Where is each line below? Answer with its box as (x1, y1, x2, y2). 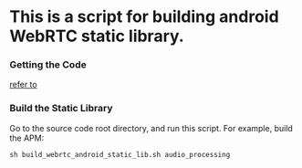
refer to (9, 79, 38, 90)
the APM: (9, 132, 45, 143)
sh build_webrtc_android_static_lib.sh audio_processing (9, 150, 231, 159)
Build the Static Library (9, 102, 113, 115)
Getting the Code (9, 58, 87, 71)
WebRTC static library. (9, 26, 184, 47)
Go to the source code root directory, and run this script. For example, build (9, 122, 294, 133)
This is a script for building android (9, 6, 280, 27)
